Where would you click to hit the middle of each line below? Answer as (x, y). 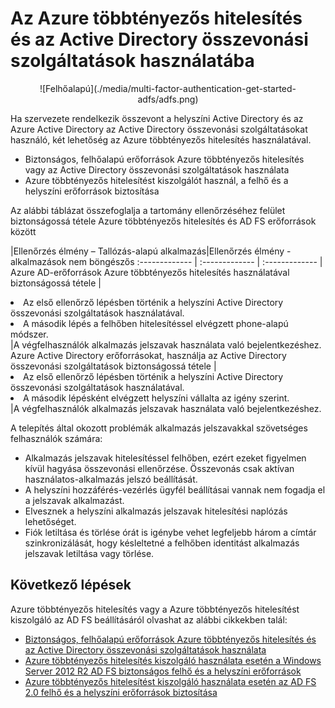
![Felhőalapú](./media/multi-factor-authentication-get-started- (168, 88)
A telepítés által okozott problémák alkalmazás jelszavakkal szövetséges (159, 428)
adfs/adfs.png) (168, 99)
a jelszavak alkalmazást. (74, 500)
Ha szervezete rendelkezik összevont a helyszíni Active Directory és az (157, 118)
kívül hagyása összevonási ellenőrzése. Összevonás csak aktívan (159, 468)
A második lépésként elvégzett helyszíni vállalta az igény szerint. (156, 398)
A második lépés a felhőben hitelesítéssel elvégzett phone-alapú (156, 323)
